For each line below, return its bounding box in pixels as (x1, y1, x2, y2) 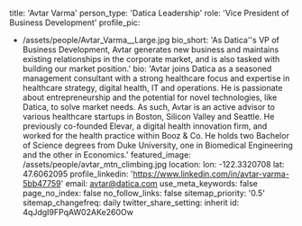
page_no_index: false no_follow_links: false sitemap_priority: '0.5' (22, 188, 266, 198)
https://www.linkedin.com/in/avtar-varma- (133, 168, 290, 179)
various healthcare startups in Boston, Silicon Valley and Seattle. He (22, 112, 275, 122)
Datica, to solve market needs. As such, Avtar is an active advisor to (22, 102, 275, 112)
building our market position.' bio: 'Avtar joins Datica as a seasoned (22, 63, 272, 74)
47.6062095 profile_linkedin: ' (22, 168, 133, 179)
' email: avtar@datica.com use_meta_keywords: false (60, 178, 259, 188)
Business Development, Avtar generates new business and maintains (22, 44, 279, 55)
